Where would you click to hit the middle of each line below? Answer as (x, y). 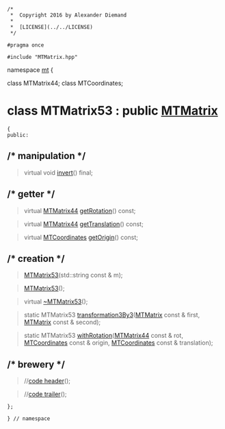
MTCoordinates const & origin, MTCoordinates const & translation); (118, 343)
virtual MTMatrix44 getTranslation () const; (83, 224)
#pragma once (26, 45)
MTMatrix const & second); (62, 322)
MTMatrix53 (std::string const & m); (73, 275)
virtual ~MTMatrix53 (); (56, 302)
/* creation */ (36, 259)
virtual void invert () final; (58, 172)
